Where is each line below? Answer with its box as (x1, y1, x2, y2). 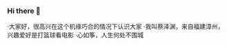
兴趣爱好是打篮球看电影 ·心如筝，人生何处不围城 (7, 31, 144, 40)
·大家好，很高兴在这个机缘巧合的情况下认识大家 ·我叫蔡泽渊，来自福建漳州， (7, 22, 224, 31)
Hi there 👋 (7, 6, 41, 16)
